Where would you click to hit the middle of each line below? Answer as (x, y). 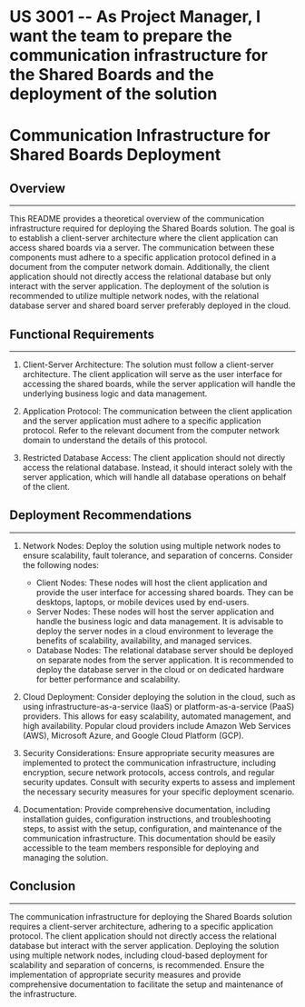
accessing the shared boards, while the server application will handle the (159, 384)
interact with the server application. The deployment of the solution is (139, 286)
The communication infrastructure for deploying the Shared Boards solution (151, 916)
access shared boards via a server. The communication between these (142, 248)
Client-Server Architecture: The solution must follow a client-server (148, 364)
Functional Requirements (82, 334)
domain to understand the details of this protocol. (115, 440)
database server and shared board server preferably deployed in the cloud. (150, 305)
